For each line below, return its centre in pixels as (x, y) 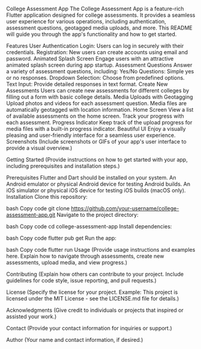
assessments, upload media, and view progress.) (67, 263)
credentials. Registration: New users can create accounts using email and (97, 52)
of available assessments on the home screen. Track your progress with (95, 116)
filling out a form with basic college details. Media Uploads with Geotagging (100, 97)
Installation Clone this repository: (47, 197)
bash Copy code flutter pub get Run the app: (61, 238)
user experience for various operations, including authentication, (86, 21)
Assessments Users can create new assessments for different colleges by (98, 90)
